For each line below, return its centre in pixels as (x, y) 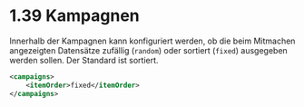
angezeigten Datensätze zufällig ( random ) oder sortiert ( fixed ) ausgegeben (148, 50)
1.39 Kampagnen (75, 16)
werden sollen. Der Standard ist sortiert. (84, 60)
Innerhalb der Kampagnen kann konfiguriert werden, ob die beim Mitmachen (152, 41)
